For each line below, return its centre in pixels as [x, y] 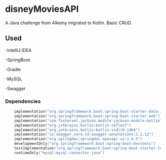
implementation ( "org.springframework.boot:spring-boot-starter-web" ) [87, 116]
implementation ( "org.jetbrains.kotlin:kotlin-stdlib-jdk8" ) [77, 130]
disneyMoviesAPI [42, 9]
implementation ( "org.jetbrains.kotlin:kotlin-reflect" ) [73, 125]
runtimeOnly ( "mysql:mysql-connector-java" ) [60, 153]
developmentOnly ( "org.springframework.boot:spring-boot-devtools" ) [85, 144]
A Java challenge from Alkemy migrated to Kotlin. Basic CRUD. [69, 23]
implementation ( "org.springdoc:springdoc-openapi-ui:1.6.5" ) [78, 139]
